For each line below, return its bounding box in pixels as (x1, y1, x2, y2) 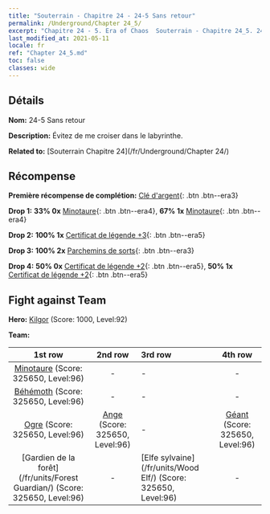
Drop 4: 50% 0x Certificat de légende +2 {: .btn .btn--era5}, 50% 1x (8, 262, 233, 271)
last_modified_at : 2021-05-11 (8, 34, 110, 43)
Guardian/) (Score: (13, 483, 84, 494)
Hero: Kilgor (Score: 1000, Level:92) (8, 315, 128, 324)
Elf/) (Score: (141, 472, 186, 483)
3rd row (141, 349, 172, 361)
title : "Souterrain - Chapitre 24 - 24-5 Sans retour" (8, 11, 196, 20)
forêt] (37, 463, 59, 474)
